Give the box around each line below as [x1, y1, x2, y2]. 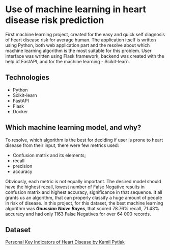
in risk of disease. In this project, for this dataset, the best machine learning [5, 200, 163, 206]
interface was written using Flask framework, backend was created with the [5, 53, 164, 59]
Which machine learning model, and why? [5, 123, 141, 132]
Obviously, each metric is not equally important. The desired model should [5, 178, 161, 184]
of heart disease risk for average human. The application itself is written [5, 37, 156, 43]
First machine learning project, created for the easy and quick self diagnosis [5, 31, 165, 37]
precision [12, 163, 33, 169]
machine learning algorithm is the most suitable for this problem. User [5, 47, 152, 54]
